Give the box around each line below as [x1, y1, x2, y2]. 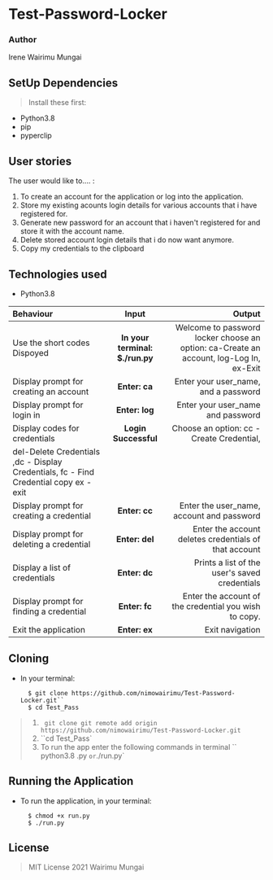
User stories [8, 154, 71, 168]
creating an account [12, 386, 89, 397]
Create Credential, [190, 432, 261, 444]
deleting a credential [12, 538, 91, 549]
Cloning [8, 652, 50, 666]
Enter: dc [117, 567, 154, 578]
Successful [112, 432, 158, 444]
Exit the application [12, 624, 85, 635]
